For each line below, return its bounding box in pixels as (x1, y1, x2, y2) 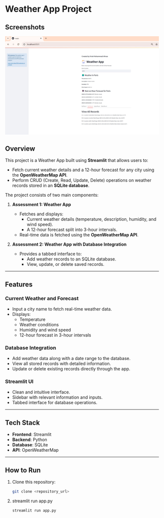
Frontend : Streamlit (12, 432, 52, 438)
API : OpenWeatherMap (12, 447, 59, 453)
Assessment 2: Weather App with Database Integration (12, 241, 127, 247)
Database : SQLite (12, 442, 48, 448)
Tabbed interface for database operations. (12, 400, 98, 406)
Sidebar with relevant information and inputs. (12, 394, 103, 400)
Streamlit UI (5, 378, 34, 385)
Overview (5, 144, 36, 153)
